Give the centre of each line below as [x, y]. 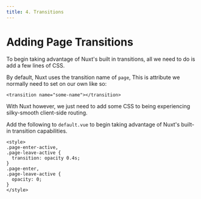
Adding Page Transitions [70, 42]
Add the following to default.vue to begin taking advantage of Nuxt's [93, 124]
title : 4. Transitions [35, 12]
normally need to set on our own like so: [57, 83]
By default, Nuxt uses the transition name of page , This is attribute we [93, 77]
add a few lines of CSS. [36, 65]
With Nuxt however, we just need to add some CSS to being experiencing [98, 106]
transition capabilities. [40, 131]
